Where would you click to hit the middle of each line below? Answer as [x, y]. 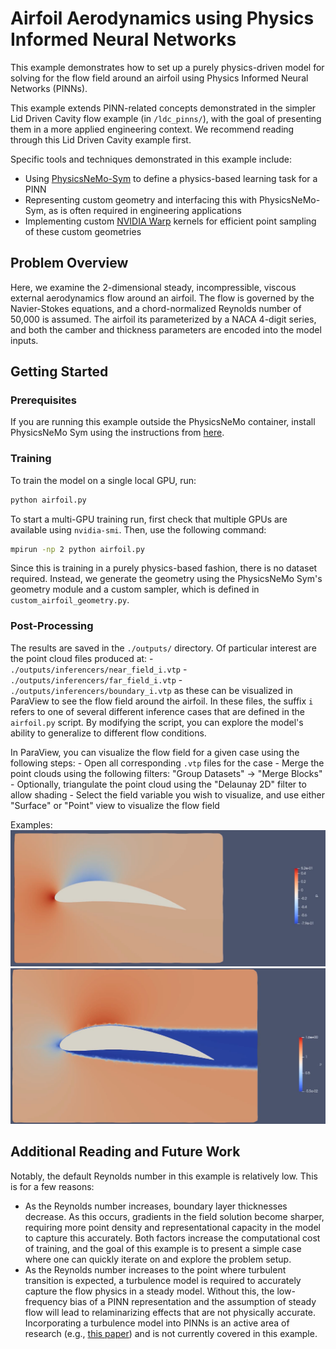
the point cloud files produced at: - [82, 658]
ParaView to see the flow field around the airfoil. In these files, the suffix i [162, 701]
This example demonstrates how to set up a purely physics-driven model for [167, 67]
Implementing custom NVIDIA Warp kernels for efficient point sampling [170, 221]
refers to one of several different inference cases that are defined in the [157, 711]
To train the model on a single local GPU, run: [103, 480]
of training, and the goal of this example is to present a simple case [163, 1248]
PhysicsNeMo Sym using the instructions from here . [117, 433]
